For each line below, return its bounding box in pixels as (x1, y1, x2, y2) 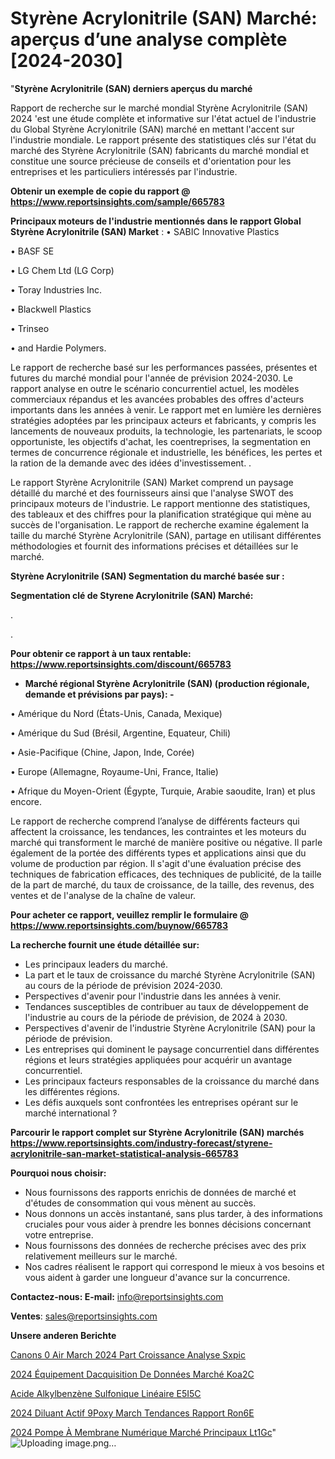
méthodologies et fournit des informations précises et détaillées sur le (10, 540, 299, 552)
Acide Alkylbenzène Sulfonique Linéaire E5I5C (10, 1387, 202, 1399)
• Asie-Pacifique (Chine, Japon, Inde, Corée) (10, 746, 195, 758)
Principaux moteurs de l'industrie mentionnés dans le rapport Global (10, 215, 302, 227)
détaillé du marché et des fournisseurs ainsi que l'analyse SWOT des (10, 487, 294, 499)
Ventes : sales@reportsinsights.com (10, 1310, 158, 1322)
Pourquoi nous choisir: (10, 1167, 107, 1179)
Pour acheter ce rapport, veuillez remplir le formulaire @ (10, 908, 249, 921)
